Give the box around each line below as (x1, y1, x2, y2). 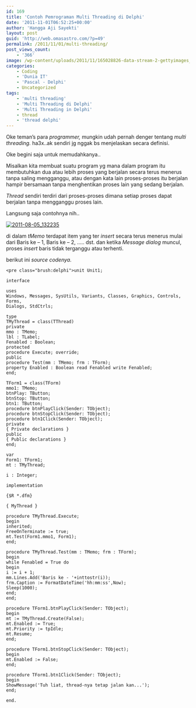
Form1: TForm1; (6, 457, 43, 463)
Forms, (6, 298, 22, 304)
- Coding (16, 68, 38, 74)
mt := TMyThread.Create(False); (6, 616, 85, 622)
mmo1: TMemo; (6, 386, 38, 391)
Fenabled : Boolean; (6, 339, 57, 345)
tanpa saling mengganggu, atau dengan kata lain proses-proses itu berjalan (6, 175, 188, 182)
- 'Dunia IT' (16, 74, 48, 80)
